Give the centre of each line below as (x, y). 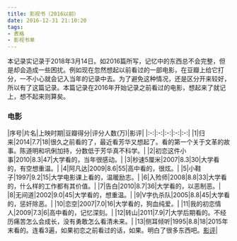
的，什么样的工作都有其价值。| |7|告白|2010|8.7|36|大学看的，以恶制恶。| (114, 186)
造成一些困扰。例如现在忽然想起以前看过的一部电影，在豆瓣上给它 (122, 70)
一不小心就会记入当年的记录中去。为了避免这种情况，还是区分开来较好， (125, 79)
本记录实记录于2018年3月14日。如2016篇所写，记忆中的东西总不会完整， (113, 61)
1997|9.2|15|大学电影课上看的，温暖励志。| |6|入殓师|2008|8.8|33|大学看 (121, 177)
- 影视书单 (21, 40)
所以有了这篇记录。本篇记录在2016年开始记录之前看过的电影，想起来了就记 (117, 88)
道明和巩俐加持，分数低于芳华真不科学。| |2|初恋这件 (103, 151)
